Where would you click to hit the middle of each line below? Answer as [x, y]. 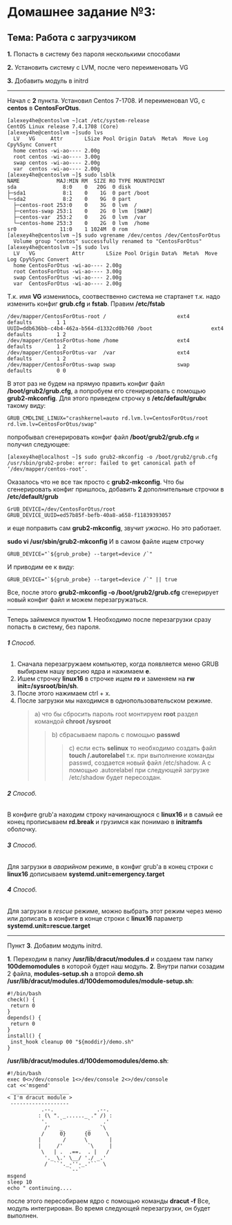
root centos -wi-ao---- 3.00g [57, 157]
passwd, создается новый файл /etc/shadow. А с [140, 763]
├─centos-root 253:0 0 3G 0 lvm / [75, 205]
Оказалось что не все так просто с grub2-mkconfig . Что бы [96, 482]
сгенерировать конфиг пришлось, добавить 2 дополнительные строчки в [116, 489]
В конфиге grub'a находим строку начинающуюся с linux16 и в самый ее [115, 814]
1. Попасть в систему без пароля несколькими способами [94, 54]
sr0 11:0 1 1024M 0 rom [68, 229]
